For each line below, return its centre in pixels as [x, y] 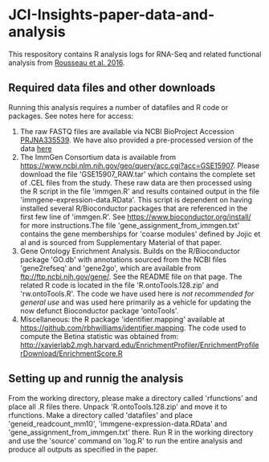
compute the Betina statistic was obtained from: [99, 336]
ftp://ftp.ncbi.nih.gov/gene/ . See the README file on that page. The [131, 276]
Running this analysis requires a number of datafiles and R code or [118, 107]
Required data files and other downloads [112, 88]
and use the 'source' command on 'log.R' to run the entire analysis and [125, 440]
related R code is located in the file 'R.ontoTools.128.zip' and [119, 285]
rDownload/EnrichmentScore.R [71, 353]
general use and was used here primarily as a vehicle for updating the [135, 302]
